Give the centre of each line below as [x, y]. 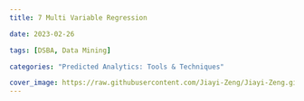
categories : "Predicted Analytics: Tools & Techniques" [117, 67]
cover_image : [34, 83]
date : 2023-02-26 [42, 34]
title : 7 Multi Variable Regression [78, 18]
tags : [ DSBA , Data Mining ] [60, 50]
